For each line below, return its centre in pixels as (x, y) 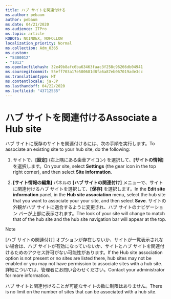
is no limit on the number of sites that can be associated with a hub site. (81, 292)
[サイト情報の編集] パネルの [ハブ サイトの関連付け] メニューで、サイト (88, 182)
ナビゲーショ (150, 207)
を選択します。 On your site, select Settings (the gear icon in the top (84, 166)
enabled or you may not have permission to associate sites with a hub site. (84, 264)
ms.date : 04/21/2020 (27, 24)
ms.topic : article (25, 34)
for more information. (28, 275)
